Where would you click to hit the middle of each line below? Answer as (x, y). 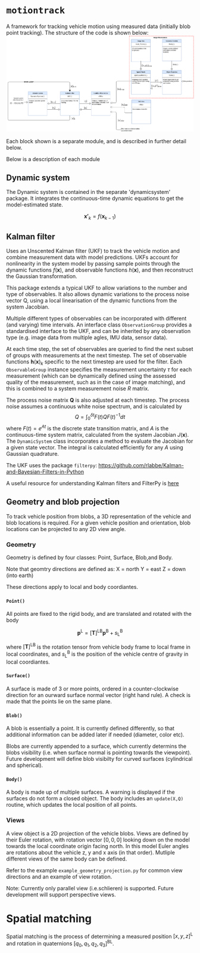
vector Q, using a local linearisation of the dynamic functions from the (92, 301)
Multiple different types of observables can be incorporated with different (96, 319)
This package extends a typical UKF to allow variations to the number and (97, 288)
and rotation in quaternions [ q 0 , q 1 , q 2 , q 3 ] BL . (60, 943)
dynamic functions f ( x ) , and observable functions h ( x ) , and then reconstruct (100, 270)
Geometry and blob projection (63, 502)
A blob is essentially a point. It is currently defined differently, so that (90, 729)
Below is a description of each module (53, 159)
